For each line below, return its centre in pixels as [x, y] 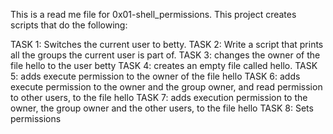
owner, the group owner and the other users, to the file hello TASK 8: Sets [162, 108]
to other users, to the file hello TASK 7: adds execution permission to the [159, 97]
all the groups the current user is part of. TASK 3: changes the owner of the [165, 55]
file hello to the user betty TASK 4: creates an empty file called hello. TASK [164, 65]
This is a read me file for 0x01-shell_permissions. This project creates [153, 14]
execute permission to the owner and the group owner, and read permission [166, 87]
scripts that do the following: [69, 25]
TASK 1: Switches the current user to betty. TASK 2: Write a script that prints [167, 44]
